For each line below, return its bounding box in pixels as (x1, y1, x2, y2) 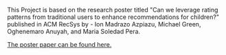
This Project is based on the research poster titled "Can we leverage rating (7, 6, 218, 14)
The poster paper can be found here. (7, 41, 112, 48)
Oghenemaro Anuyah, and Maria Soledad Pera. (7, 27, 141, 35)
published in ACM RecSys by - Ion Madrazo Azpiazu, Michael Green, (7, 20, 201, 28)
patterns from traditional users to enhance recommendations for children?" (7, 13, 220, 21)
